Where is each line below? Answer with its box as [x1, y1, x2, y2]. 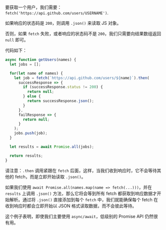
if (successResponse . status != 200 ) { [23, 85, 103, 90]
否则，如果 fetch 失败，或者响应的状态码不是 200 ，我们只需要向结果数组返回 [5, 31, 162, 36]
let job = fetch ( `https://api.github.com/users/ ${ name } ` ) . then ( [14, 75, 150, 80]
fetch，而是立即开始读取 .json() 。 [14, 173, 86, 179]
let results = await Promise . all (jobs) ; [9, 144, 94, 149]
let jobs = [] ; [9, 61, 41, 67]
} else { [23, 94, 41, 99]
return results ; [9, 153, 43, 158]
